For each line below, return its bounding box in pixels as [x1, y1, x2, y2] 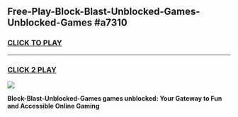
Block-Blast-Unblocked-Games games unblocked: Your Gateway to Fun [7, 94, 222, 102]
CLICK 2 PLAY [7, 65, 57, 74]
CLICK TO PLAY [7, 38, 62, 48]
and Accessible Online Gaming [7, 101, 100, 110]
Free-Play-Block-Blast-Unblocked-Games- [7, 6, 200, 18]
